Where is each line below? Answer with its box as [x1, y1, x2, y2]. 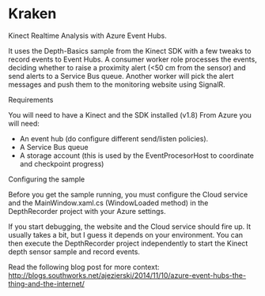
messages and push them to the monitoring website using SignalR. [8, 80, 225, 89]
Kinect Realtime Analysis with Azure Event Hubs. [8, 31, 168, 40]
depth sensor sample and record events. [8, 246, 141, 257]
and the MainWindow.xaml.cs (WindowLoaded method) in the [8, 198, 209, 208]
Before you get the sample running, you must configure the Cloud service [8, 189, 248, 199]
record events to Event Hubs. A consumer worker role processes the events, [8, 54, 257, 64]
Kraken [8, 5, 57, 23]
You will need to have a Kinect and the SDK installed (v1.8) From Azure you [8, 110, 252, 119]
